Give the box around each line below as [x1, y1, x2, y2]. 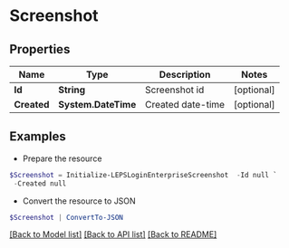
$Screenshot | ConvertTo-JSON [9, 213, 124, 222]
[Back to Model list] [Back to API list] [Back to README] [9, 229, 217, 240]
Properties [9, 42, 71, 57]
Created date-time [144, 99, 225, 110]
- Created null [13, 178, 67, 188]
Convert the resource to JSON [22, 196, 136, 206]
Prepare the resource [22, 153, 102, 164]
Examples [9, 129, 66, 145]
